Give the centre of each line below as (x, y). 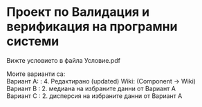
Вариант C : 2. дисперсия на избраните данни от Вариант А (94, 96)
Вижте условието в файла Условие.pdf (63, 60)
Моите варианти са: (36, 74)
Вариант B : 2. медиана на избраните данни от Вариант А (91, 88)
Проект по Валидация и (78, 12)
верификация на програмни (92, 27)
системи (33, 41)
